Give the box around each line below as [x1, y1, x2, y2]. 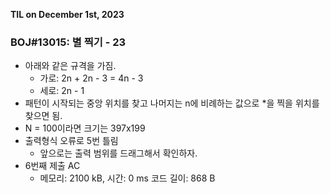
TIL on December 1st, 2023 [10, 9, 125, 20]
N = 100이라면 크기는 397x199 [24, 122, 146, 134]
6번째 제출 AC [24, 160, 81, 172]
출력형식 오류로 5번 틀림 [24, 135, 119, 147]
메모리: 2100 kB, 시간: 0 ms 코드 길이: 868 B [39, 172, 216, 184]
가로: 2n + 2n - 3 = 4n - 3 [39, 72, 144, 84]
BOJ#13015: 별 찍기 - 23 [10, 35, 127, 49]
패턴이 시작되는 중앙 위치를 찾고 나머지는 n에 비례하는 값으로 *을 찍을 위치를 [24, 97, 320, 109]
